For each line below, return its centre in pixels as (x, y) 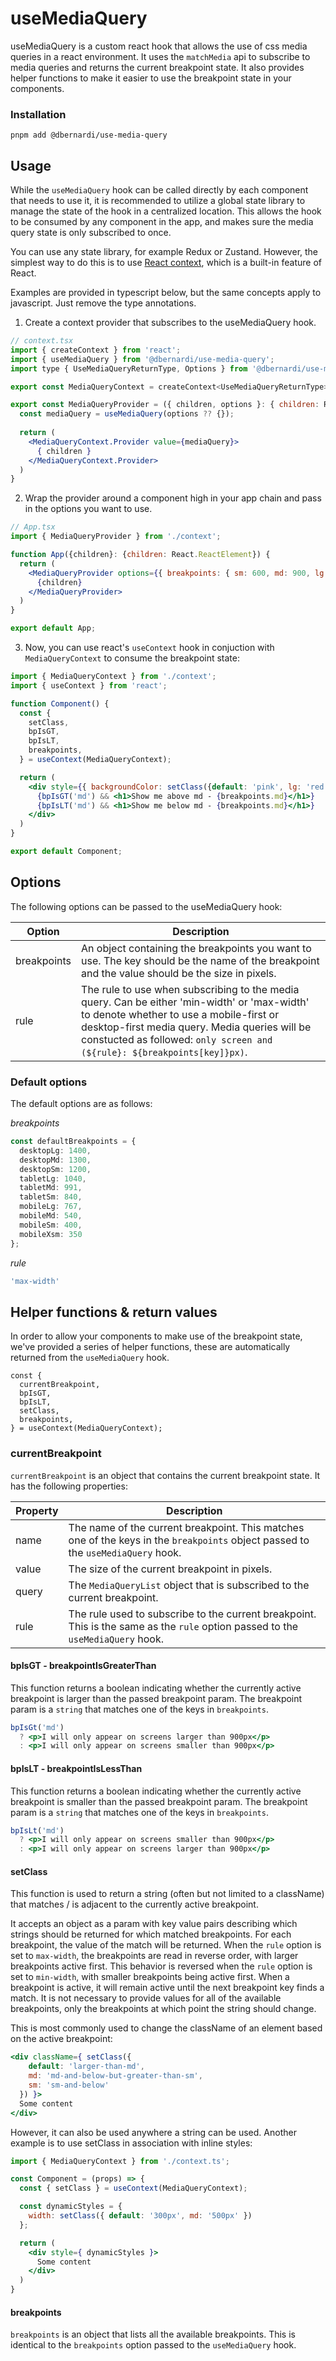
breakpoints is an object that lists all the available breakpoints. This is (153, 2334)
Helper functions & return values (114, 1312)
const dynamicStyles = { (71, 2207)
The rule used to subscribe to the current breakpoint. (192, 1614)
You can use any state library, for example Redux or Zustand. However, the (164, 252)
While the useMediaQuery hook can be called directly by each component (159, 190)
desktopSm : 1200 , (55, 1169)
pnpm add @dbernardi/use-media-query (89, 135)
